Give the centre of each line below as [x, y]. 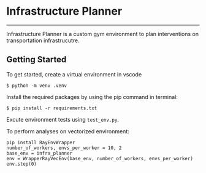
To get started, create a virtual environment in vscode [74, 74]
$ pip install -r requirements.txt [52, 108]
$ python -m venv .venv [37, 86]
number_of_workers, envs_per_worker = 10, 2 [64, 148]
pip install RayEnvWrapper [41, 142]
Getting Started [36, 60]
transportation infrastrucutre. [43, 40]
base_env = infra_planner [39, 153]
